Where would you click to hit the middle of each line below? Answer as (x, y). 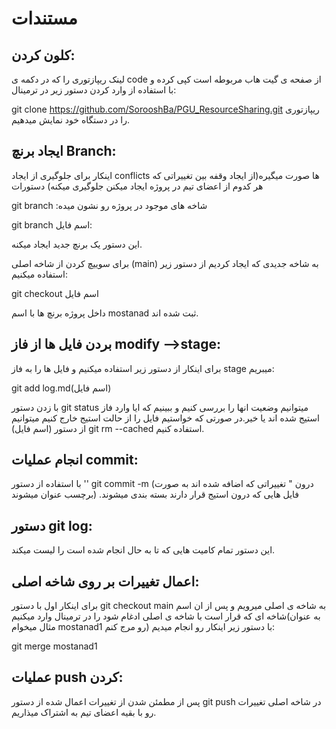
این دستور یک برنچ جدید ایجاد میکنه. (77, 244)
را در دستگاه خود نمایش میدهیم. (71, 120)
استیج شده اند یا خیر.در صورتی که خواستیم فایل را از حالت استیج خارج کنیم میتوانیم (165, 418)
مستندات (44, 18)
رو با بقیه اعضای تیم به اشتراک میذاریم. (84, 712)
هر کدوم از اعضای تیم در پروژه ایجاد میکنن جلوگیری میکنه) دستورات (137, 186)
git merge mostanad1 (54, 646)
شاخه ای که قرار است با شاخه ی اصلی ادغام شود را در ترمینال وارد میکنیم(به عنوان (166, 616)
